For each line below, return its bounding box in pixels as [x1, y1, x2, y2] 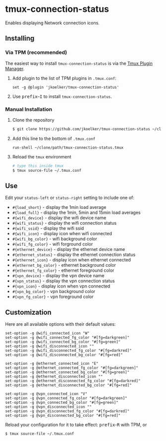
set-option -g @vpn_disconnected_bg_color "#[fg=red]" [5, 413, 121, 418]
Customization [5, 308, 52, 316]
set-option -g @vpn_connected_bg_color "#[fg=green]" [5, 400, 119, 405]
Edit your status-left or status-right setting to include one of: [5, 195, 135, 201]
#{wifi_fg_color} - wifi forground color [12, 241, 93, 247]
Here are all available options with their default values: [5, 321, 116, 327]
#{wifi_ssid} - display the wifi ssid [12, 225, 84, 231]
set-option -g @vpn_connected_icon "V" [5, 392, 88, 396]
